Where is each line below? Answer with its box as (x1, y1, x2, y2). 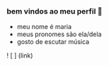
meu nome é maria (16, 23, 72, 31)
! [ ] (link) (6, 51, 33, 60)
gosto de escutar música (16, 38, 90, 46)
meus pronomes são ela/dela (16, 30, 102, 38)
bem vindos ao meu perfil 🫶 (6, 6, 103, 16)
